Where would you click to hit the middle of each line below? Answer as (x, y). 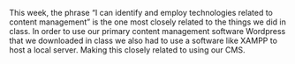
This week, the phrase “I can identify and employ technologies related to (141, 13)
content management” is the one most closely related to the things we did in (148, 22)
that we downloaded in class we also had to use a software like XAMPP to (144, 40)
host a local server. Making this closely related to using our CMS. (127, 50)
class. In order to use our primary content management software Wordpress (147, 31)
